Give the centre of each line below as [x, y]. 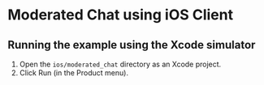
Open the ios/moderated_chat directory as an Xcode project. [120, 64]
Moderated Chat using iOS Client [120, 15]
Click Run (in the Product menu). [74, 73]
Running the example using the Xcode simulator [132, 45]
